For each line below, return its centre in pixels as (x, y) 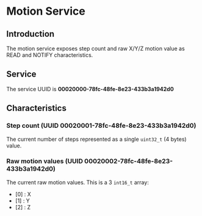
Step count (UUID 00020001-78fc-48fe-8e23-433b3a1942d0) (101, 125)
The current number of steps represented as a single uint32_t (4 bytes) (97, 139)
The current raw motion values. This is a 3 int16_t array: (78, 182)
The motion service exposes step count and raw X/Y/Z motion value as (96, 48)
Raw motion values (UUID (45, 162)
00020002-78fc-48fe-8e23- (128, 162)
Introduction (31, 34)
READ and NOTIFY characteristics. (50, 55)
